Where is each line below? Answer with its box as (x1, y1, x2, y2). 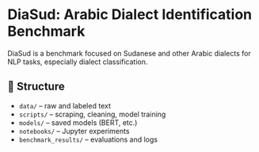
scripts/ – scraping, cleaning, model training (18, 109, 166, 119)
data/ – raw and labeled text (18, 101, 112, 110)
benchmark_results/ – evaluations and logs (18, 135, 158, 144)
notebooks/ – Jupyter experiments (18, 126, 130, 135)
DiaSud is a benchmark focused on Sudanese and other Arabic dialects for (7, 48, 251, 58)
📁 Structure (7, 80, 65, 93)
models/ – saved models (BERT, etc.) (18, 117, 138, 127)
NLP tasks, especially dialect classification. (7, 57, 148, 66)
